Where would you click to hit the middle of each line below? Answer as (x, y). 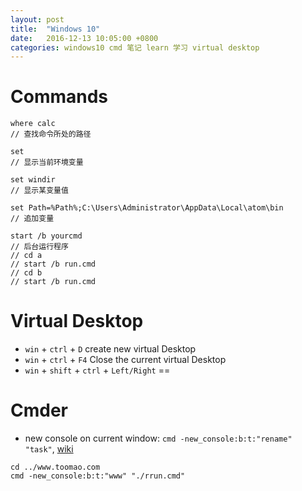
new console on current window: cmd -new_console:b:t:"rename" (158, 438)
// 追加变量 (32, 219)
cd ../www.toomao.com (55, 467)
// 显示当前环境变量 (47, 162)
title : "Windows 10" (55, 29)
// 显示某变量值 (39, 191)
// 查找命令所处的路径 (51, 134)
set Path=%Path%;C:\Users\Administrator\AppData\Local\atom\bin (147, 208)
